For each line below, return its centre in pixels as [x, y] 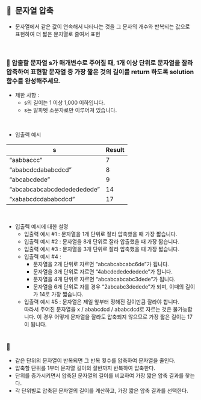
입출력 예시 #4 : [42, 257]
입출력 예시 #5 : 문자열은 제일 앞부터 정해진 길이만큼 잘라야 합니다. [101, 302]
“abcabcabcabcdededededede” [55, 190]
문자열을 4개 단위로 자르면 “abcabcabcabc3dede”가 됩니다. [104, 280]
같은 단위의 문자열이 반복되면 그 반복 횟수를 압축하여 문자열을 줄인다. [95, 361]
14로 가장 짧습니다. [62, 295]
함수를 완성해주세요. [34, 81]
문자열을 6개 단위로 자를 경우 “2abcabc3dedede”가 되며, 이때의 [108, 287]
